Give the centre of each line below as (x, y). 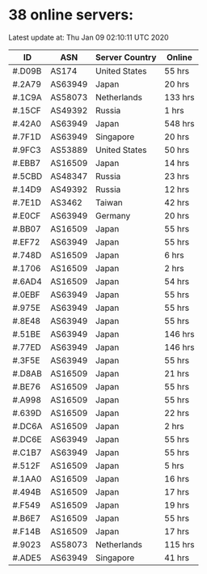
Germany (113, 215)
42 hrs (177, 202)
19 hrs (177, 505)
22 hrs (177, 413)
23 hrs (177, 176)
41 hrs (177, 558)
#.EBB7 (27, 163)
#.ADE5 (27, 558)
